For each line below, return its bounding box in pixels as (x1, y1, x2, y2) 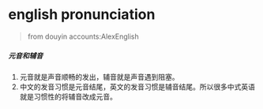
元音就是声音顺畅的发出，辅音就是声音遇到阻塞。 (19, 72, 179, 81)
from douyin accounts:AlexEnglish (27, 32, 140, 41)
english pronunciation (8, 6, 156, 24)
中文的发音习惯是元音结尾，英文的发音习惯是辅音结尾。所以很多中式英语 (19, 81, 255, 92)
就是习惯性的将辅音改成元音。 (19, 92, 117, 101)
